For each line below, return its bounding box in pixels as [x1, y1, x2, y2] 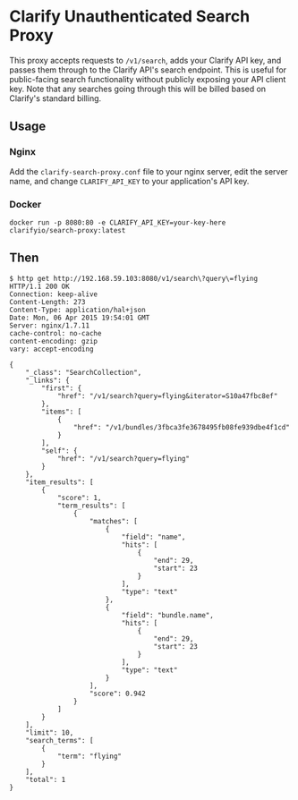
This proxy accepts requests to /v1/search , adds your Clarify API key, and [9, 55, 282, 65]
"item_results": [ [25, 477, 94, 487]
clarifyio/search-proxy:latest [9, 226, 126, 234]
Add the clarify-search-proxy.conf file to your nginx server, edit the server [9, 166, 288, 176]
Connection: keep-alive [9, 289, 98, 299]
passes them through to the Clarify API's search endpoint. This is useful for [9, 64, 287, 75]
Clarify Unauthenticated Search [9, 6, 251, 27]
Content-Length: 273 [9, 297, 87, 306]
